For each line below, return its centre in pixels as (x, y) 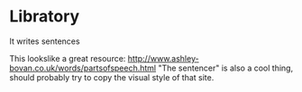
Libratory (45, 17)
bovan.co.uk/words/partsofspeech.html (82, 68)
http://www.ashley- (164, 58)
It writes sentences (45, 41)
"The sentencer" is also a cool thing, (225, 68)
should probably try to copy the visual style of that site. (112, 77)
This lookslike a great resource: (68, 58)
